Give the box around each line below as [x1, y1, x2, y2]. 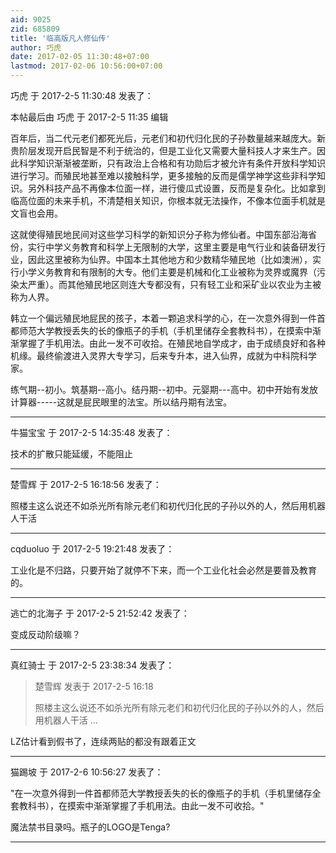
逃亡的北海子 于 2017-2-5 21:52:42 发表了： [10, 607, 190, 619]
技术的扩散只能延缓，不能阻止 [10, 448, 133, 460]
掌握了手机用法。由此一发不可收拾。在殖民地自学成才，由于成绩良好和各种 [18, 337, 326, 349]
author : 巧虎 [10, 42, 62, 53]
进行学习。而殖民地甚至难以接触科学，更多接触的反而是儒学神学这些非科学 [10, 170, 317, 181]
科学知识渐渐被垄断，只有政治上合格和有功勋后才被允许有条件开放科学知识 [18, 157, 326, 169]
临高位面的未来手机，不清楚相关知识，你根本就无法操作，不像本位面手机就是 [10, 195, 326, 206]
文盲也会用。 [10, 207, 63, 219]
